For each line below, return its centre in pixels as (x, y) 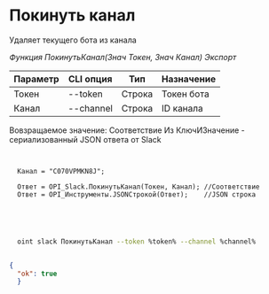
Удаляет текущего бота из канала (73, 40)
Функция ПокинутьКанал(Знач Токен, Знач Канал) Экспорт (123, 57)
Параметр (36, 79)
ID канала (182, 108)
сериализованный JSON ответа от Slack (85, 139)
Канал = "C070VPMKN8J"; (61, 171)
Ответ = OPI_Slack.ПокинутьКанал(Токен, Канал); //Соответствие (138, 187)
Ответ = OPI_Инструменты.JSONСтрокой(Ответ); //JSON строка (136, 194)
